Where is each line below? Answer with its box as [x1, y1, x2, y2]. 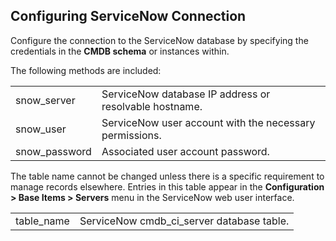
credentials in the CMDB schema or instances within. [10, 45, 230, 57]
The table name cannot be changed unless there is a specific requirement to [10, 170, 325, 182]
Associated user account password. [101, 144, 270, 158]
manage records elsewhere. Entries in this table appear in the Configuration [10, 180, 325, 193]
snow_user [15, 122, 67, 136]
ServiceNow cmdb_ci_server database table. [79, 214, 290, 228]
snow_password [15, 144, 92, 158]
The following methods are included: [10, 64, 162, 76]
